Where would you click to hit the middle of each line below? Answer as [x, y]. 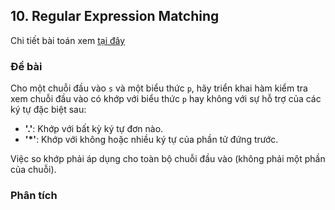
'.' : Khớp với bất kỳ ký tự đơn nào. [94, 129]
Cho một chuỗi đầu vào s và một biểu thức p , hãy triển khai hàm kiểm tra [159, 88]
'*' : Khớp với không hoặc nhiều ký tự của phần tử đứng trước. [151, 140]
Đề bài [26, 66]
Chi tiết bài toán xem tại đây [68, 40]
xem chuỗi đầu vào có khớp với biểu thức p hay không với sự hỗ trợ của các [166, 99]
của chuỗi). [33, 170]
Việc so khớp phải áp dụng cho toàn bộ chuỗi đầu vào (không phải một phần [168, 159]
